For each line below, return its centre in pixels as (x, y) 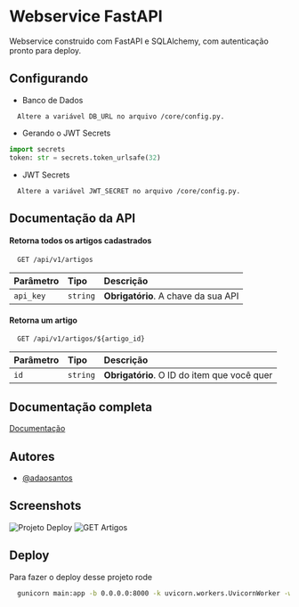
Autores (32, 456)
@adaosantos (47, 478)
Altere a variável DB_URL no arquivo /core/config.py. (121, 116)
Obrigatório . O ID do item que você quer (188, 375)
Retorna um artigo (44, 320)
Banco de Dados (53, 100)
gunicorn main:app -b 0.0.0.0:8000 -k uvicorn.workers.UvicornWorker (149, 593)
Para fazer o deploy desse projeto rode (81, 577)
